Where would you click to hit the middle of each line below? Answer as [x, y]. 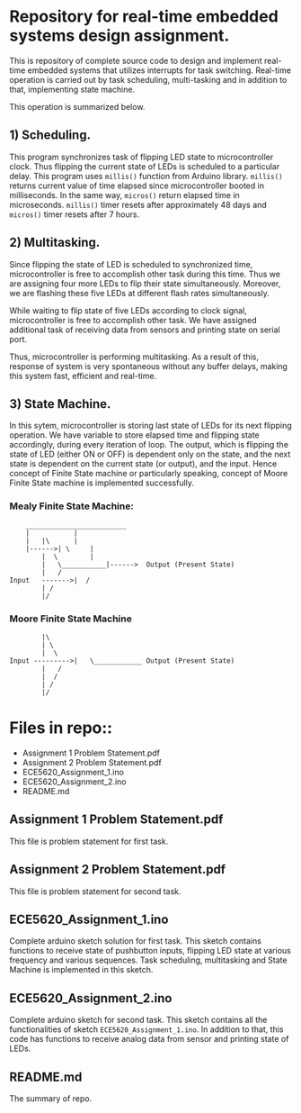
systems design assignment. [120, 36]
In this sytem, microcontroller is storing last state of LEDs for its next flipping [150, 426]
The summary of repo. [51, 1098]
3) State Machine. [60, 404]
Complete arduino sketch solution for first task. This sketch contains [136, 941]
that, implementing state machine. [72, 89]
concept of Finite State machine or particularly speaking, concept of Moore [149, 474]
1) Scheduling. [50, 136]
